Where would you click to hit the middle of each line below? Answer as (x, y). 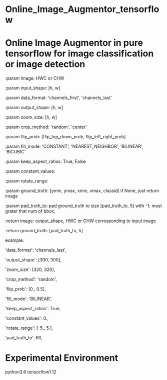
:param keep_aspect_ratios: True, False (45, 161)
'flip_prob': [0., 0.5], (25, 289)
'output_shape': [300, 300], (33, 260)
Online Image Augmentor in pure (74, 43)
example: (14, 240)
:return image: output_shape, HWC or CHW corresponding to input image (81, 221)
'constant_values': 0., (27, 318)
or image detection (45, 64)
